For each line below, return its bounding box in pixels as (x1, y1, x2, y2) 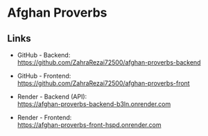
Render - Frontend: (17, 113, 72, 121)
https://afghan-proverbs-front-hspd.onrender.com (17, 121, 162, 129)
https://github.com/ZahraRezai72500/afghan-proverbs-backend (17, 58, 201, 67)
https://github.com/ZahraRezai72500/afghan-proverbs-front (17, 79, 190, 87)
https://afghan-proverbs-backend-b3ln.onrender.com (17, 100, 171, 108)
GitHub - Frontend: (17, 71, 71, 80)
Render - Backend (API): (17, 92, 87, 101)
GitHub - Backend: (17, 51, 71, 59)
